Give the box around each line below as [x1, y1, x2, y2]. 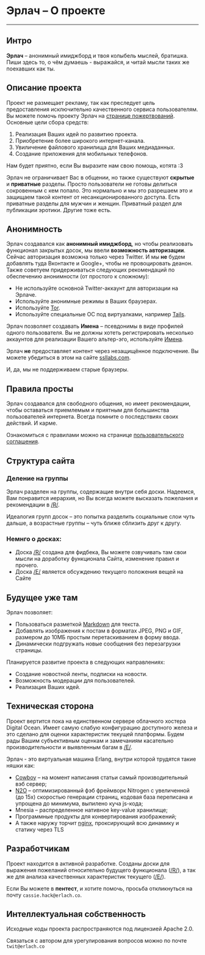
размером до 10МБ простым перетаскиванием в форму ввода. [15, 633, 181, 641]
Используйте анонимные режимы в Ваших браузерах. [15, 298, 157, 305]
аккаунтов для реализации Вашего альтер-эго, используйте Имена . [6, 335, 184, 343]
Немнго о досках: [6, 535, 62, 543]
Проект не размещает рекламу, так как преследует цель [6, 99, 156, 106]
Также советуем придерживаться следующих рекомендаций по [6, 266, 175, 273]
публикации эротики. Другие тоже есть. [6, 206, 112, 213]
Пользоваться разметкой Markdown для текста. [15, 620, 141, 628]
